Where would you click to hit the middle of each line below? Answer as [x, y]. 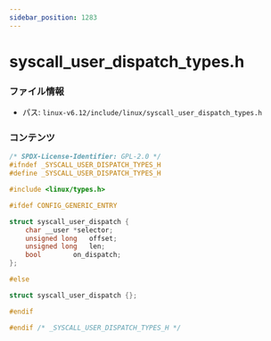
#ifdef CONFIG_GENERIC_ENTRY [63, 205]
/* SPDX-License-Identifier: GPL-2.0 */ [86, 157]
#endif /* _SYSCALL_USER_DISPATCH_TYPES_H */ [95, 328]
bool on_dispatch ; [74, 255]
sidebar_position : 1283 [53, 17]
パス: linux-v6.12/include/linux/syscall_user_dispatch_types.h [142, 112]
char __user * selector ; [70, 230]
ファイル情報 [37, 91]
